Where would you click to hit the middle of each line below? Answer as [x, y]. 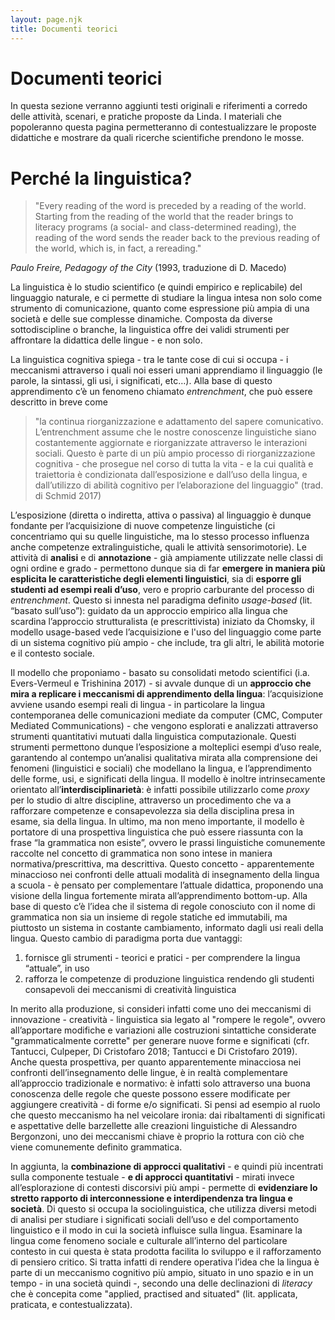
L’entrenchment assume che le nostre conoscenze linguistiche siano [175, 432]
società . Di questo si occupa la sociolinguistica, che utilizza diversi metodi [163, 1209]
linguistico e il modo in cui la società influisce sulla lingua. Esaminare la [156, 1230]
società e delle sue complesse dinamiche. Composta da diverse [141, 319]
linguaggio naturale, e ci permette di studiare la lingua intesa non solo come [166, 298]
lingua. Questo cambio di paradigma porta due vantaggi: [126, 938]
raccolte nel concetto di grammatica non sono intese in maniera [141, 853]
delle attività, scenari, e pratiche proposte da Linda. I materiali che [146, 117]
